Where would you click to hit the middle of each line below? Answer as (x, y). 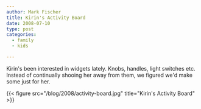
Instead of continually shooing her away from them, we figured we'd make (100, 75)
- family (23, 40)
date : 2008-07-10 (28, 23)
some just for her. (28, 81)
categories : (21, 35)
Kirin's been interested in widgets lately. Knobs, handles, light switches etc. (101, 68)
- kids (20, 46)
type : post (20, 29)
